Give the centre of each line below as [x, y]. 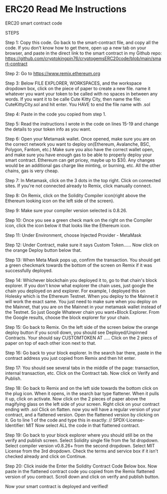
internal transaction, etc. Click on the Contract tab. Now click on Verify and [82, 373]
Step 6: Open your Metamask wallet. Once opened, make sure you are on [81, 139]
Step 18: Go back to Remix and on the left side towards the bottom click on [82, 388]
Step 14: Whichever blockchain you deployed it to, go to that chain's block [81, 280]
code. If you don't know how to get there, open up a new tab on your [76, 48]
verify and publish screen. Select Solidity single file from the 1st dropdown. [82, 440]
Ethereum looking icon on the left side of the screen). [60, 201]
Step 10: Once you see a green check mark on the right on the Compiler [79, 220]
